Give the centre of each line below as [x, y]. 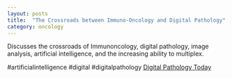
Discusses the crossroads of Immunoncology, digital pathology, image [108, 47]
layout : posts [28, 14]
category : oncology [36, 26]
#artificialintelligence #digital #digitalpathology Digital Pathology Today [109, 68]
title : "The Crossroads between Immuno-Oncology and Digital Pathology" [117, 20]
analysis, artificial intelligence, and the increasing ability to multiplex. [106, 54]
